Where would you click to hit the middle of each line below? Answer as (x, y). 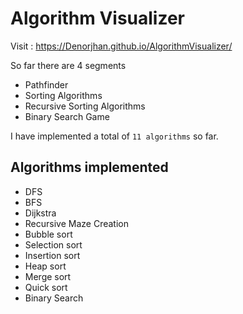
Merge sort (48, 276)
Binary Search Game (67, 116)
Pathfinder (46, 84)
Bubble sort (48, 234)
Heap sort (45, 266)
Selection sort (53, 244)
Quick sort (46, 287)
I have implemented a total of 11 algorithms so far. (114, 136)
